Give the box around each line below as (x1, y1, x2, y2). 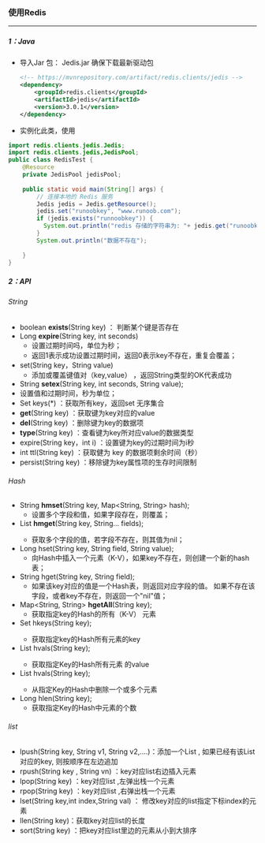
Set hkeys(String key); (19, 618, 92, 628)
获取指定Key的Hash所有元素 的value (31, 660, 150, 670)
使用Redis (8, 6, 47, 17)
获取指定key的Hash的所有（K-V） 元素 (31, 610, 156, 619)
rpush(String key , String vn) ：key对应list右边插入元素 (19, 767, 197, 776)
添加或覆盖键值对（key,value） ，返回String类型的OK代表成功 (31, 370, 232, 379)
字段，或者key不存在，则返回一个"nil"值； (31, 591, 168, 601)
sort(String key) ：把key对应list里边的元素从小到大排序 (19, 826, 197, 835)
